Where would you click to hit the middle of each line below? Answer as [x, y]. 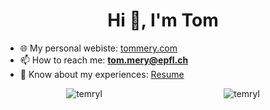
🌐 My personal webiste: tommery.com [98, 48]
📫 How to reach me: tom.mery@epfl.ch [104, 60]
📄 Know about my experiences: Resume [102, 74]
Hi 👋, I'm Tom [163, 20]
